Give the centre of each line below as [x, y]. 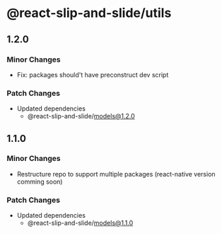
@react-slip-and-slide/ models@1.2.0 [81, 116]
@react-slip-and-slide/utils [89, 13]
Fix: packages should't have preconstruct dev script [93, 74]
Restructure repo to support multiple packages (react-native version [116, 174]
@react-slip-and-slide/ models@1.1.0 [80, 223]
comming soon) [40, 182]
